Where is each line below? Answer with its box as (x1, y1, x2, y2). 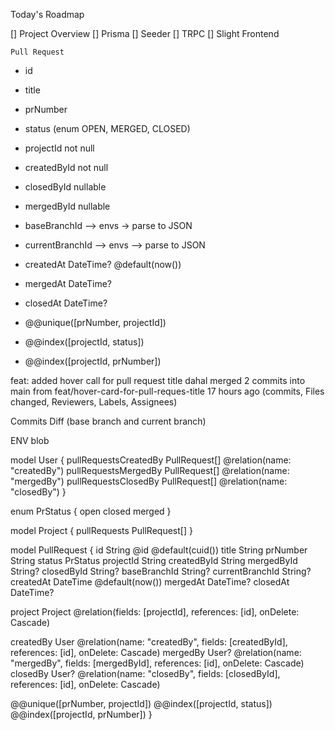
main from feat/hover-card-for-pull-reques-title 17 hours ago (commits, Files (10, 385, 325, 397)
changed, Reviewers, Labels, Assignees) (10, 396, 178, 408)
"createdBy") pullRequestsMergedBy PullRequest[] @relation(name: (10, 465, 290, 476)
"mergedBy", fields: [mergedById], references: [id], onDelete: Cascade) (10, 657, 305, 669)
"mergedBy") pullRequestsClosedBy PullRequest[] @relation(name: (10, 475, 288, 487)
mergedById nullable (24, 200, 111, 212)
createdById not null (24, 162, 109, 173)
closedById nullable (24, 181, 107, 193)
